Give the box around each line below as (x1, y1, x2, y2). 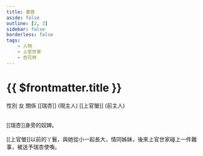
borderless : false (6, 32, 53, 38)
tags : (6, 37, 20, 43)
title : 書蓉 (6, 9, 35, 15)
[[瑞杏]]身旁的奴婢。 (6, 121, 58, 128)
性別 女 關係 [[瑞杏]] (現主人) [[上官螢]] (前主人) (6, 102, 125, 109)
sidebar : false (6, 26, 45, 32)
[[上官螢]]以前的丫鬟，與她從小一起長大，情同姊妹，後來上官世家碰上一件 (6, 135, 192, 143)
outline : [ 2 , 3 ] (6, 20, 48, 26)
